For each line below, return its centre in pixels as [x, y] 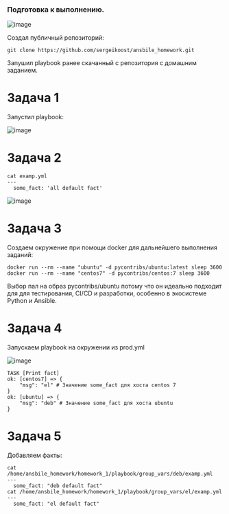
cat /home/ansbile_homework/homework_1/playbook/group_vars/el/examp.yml [115, 491]
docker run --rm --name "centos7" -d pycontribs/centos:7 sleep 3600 [109, 273]
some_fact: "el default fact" [56, 504]
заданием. [22, 71]
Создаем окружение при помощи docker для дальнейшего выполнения [112, 247]
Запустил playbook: [35, 117]
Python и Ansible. [32, 301]
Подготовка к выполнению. [56, 10]
